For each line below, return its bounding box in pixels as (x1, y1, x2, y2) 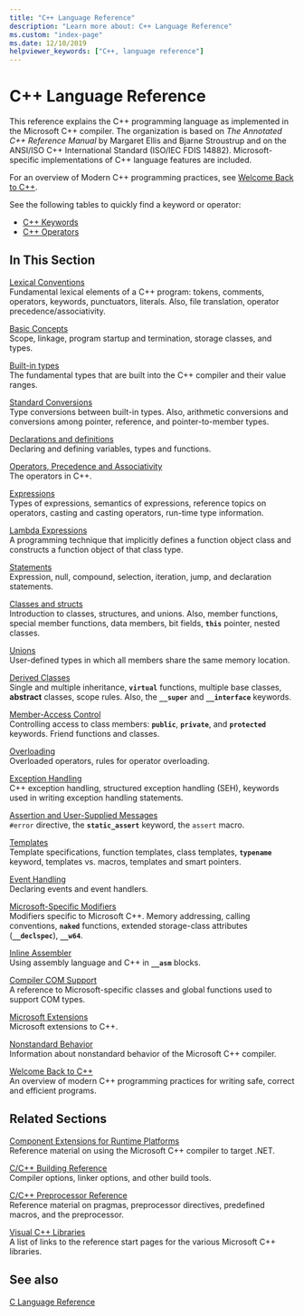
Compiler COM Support (9, 974, 97, 985)
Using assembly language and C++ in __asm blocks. (9, 957, 201, 968)
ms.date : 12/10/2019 (9, 38, 88, 48)
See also (9, 1272, 59, 1288)
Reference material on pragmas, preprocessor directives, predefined (9, 1199, 265, 1210)
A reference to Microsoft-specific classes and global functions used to (9, 984, 273, 995)
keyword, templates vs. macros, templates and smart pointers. (9, 856, 242, 866)
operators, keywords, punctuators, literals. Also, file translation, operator (9, 295, 280, 306)
